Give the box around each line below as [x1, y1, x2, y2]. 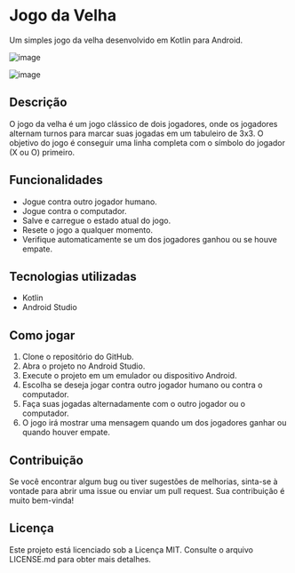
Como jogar [9, 328, 76, 343]
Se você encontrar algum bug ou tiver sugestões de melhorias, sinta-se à [9, 476, 278, 487]
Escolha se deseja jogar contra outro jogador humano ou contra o [21, 379, 263, 391]
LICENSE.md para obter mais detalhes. [9, 553, 151, 564]
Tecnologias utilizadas [9, 268, 137, 284]
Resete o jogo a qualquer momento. [21, 224, 154, 235]
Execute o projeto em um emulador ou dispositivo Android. [21, 370, 237, 381]
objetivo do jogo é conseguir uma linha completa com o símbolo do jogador [9, 137, 286, 147]
